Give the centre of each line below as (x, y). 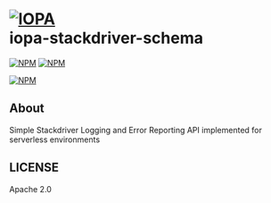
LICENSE (34, 168)
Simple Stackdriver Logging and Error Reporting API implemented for (136, 130)
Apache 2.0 (30, 189)
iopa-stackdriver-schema (106, 38)
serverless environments (55, 140)
